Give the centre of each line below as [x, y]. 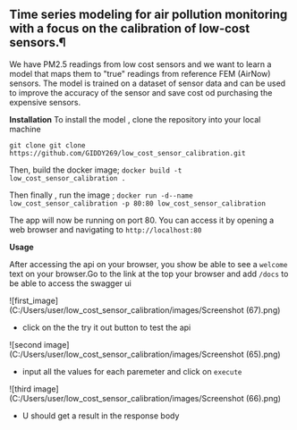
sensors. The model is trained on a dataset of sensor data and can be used [148, 83]
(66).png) [263, 398]
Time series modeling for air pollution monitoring [148, 15]
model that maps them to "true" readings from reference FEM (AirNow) [140, 73]
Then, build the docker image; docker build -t [96, 170]
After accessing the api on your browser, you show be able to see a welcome [148, 264]
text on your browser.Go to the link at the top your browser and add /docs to [149, 274]
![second [25, 344]
